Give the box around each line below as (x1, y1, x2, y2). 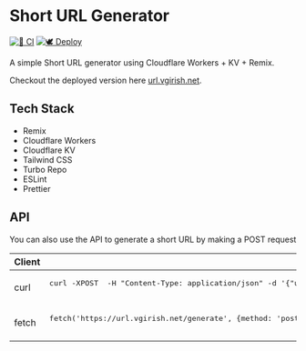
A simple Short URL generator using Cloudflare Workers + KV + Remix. (9, 56, 275, 68)
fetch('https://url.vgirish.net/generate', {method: (48, 313, 273, 323)
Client (14, 256, 41, 268)
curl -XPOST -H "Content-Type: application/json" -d (48, 278, 278, 287)
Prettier (22, 183, 51, 194)
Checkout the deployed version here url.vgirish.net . (9, 75, 202, 85)
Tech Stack (9, 101, 75, 116)
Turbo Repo (22, 164, 67, 175)
